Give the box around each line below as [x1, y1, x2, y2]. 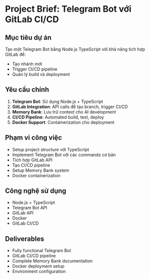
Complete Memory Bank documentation [12, 258, 93, 264]
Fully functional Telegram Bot [12, 248, 71, 254]
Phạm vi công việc [5, 134, 62, 142]
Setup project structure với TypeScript [12, 146, 89, 152]
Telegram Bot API [12, 205, 47, 211]
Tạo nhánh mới [12, 61, 43, 67]
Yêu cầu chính [5, 86, 49, 94]
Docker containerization [12, 172, 61, 178]
